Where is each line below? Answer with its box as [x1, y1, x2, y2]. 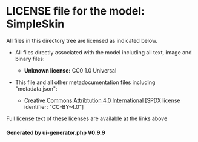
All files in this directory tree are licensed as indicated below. [6, 37, 158, 44]
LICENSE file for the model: [6, 4, 145, 18]
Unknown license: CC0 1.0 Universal [24, 66, 117, 74]
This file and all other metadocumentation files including [15, 79, 156, 86]
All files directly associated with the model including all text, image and [15, 48, 192, 56]
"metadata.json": [15, 85, 58, 92]
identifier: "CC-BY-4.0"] [24, 103, 84, 110]
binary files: [15, 55, 45, 62]
